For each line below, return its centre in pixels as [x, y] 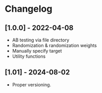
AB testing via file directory [41, 40]
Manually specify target [37, 51]
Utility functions [29, 56]
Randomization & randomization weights [55, 45]
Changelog [29, 9]
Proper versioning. [32, 84]
